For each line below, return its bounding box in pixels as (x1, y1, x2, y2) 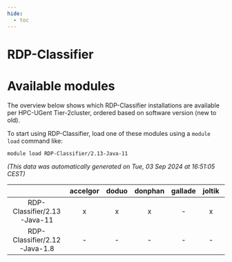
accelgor (69, 186, 100, 195)
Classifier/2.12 (12, 235, 61, 245)
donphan (134, 186, 165, 195)
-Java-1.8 (19, 243, 55, 253)
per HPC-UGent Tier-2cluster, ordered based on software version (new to (7, 108, 217, 116)
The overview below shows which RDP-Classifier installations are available (7, 101, 220, 110)
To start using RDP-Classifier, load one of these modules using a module (7, 129, 211, 137)
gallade (171, 186, 197, 195)
